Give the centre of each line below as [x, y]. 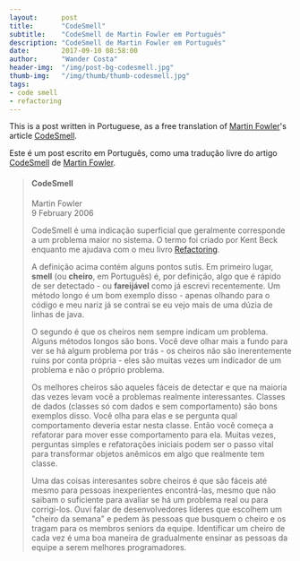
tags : [19, 84]
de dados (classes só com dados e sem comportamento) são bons [154, 406]
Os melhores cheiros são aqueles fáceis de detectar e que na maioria [159, 387]
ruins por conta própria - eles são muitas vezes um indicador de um [156, 360]
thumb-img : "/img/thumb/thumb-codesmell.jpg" [100, 76]
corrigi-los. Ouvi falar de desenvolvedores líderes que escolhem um [156, 509]
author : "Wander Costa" [64, 59]
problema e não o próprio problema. [98, 369]
